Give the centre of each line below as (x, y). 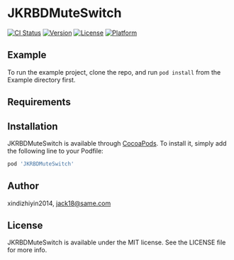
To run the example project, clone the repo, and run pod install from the (114, 72)
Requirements (39, 102)
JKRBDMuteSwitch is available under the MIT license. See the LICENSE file (117, 242)
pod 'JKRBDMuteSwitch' (41, 164)
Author (23, 186)
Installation (33, 126)
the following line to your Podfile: (56, 151)
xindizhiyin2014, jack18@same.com (59, 203)
